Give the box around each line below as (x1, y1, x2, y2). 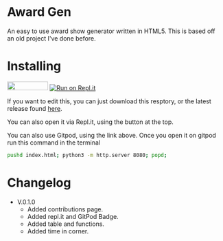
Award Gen (7, 4, 72, 20)
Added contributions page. (27, 205, 104, 213)
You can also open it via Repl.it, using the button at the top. (7, 118, 174, 126)
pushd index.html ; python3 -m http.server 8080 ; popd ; (7, 151, 167, 158)
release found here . (7, 104, 63, 112)
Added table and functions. (27, 220, 105, 228)
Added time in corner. (27, 227, 89, 235)
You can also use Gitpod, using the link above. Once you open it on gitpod (7, 131, 216, 139)
